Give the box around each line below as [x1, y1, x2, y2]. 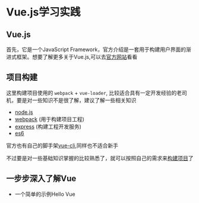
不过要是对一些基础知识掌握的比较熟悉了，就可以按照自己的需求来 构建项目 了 [6, 154, 194, 161]
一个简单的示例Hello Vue [14, 191, 75, 198]
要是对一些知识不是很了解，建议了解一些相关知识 [16, 96, 137, 104]
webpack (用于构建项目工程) [14, 115, 85, 122]
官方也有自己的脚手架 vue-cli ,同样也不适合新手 [6, 142, 119, 149]
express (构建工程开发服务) [14, 123, 81, 130]
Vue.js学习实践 [6, 5, 81, 19]
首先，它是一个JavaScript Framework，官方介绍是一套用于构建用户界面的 [6, 46, 187, 53]
